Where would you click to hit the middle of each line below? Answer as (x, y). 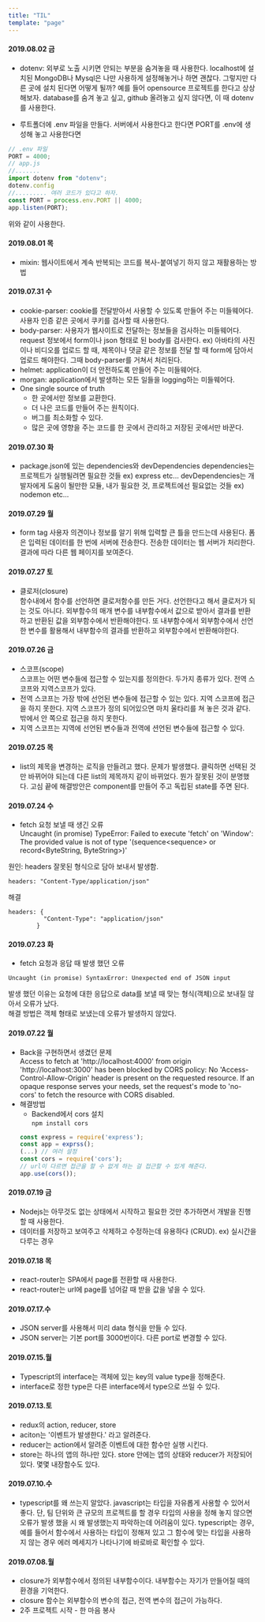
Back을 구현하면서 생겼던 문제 (65, 1052)
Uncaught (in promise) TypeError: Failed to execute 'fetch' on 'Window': (136, 833)
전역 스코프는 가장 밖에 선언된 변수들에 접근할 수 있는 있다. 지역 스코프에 (130, 698)
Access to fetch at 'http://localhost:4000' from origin (105, 1061)
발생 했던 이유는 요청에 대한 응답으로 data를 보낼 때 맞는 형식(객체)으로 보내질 (127, 994)
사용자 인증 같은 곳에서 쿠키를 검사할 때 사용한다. (94, 320)
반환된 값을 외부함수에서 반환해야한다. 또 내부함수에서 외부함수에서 (136, 621)
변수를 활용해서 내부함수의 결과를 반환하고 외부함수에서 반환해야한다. (133, 630)
